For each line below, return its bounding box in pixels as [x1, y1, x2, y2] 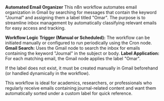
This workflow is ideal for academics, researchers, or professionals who [5, 80, 153, 86]
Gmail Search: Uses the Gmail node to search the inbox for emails [5, 45, 140, 51]
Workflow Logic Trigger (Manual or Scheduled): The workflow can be [5, 34, 150, 40]
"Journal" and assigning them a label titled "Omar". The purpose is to [5, 15, 146, 20]
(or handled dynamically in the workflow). [5, 70, 90, 76]
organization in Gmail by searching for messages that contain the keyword [5, 9, 157, 15]
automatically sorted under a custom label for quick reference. [5, 91, 133, 96]
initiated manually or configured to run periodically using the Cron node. [5, 40, 152, 46]
